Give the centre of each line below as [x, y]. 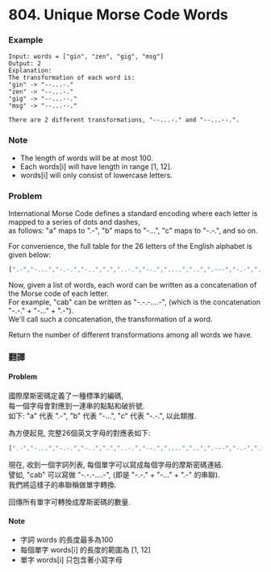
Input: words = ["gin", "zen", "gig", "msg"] [86, 57]
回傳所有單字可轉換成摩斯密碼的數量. [70, 502]
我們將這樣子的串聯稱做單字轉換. [63, 484]
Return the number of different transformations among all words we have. [130, 334]
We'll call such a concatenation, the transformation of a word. [110, 319]
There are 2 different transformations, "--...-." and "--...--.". [124, 120]
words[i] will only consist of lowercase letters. [96, 175]
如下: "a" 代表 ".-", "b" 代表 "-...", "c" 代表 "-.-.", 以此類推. [102, 416]
